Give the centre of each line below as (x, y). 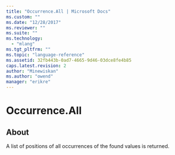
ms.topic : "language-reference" (45, 55)
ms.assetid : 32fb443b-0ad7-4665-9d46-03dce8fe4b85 (69, 60)
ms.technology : (24, 38)
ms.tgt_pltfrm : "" (28, 50)
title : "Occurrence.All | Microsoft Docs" (58, 11)
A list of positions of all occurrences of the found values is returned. (88, 146)
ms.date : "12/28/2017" (34, 22)
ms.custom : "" (23, 17)
